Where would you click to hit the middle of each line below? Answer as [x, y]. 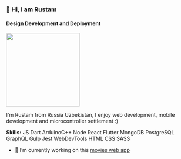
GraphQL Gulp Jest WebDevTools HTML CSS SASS [68, 139]
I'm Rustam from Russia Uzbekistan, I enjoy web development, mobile [90, 115]
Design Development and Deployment [53, 23]
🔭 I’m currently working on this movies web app [72, 150]
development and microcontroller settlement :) [62, 121]
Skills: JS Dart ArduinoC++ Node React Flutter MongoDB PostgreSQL [90, 133]
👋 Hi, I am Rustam [31, 9]
